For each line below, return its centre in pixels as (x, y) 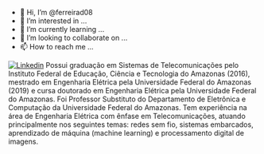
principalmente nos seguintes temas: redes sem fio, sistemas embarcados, (131, 124)
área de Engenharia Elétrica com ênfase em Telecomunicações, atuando (127, 116)
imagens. (23, 141)
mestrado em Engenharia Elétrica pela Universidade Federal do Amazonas (130, 82)
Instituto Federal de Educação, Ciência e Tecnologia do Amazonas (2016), (129, 73)
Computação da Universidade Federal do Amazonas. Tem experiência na (128, 107)
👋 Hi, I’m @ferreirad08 (56, 12)
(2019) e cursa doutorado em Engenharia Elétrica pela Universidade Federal (132, 91)
